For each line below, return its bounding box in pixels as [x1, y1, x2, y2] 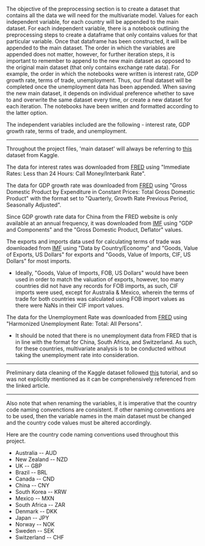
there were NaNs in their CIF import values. [15, 302, 124, 309]
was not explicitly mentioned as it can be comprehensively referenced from [6, 375, 196, 383]
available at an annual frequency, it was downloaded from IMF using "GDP [6, 220, 193, 227]
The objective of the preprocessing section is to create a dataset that [6, 6, 180, 12]
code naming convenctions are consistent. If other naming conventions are [6, 406, 195, 413]
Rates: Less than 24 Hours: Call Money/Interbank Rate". [6, 170, 146, 177]
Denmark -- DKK [15, 507, 58, 515]
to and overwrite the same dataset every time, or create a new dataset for [6, 96, 192, 103]
